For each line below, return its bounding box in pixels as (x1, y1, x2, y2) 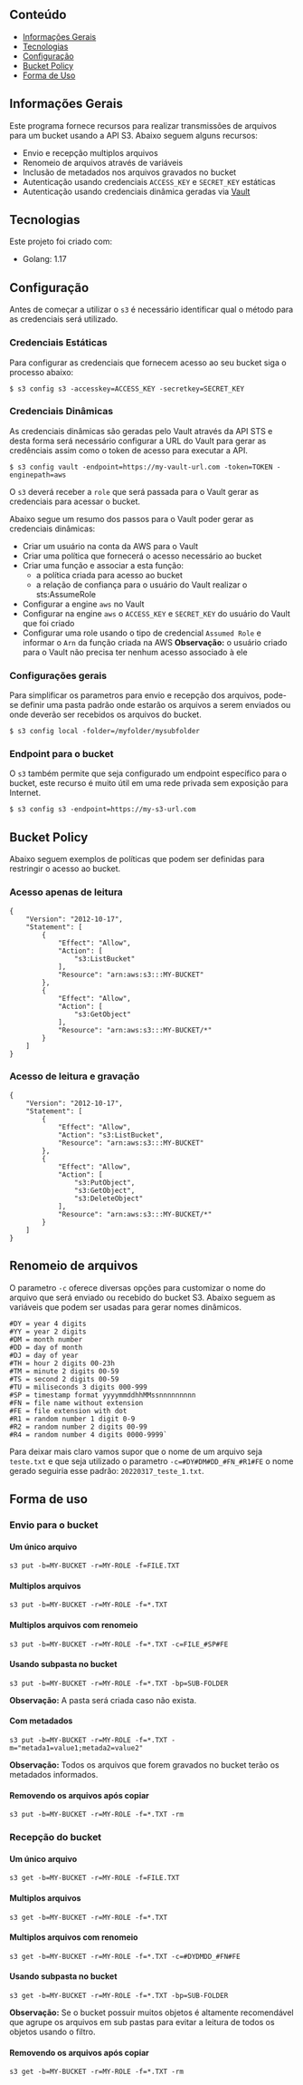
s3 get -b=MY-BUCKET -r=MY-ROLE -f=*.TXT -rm (9, 2067, 184, 2077)
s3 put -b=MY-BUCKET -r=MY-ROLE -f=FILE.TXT (9, 1561, 180, 1571)
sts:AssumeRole (35, 588, 97, 599)
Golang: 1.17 (22, 254, 67, 265)
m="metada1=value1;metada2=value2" (9, 1743, 144, 1752)
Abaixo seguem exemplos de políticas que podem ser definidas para (9, 854, 265, 865)
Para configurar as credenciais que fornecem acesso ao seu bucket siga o (9, 357, 287, 368)
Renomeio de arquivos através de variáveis (22, 157, 184, 168)
